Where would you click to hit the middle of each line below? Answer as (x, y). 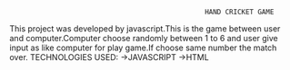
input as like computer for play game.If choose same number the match (143, 48)
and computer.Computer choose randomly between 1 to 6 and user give (144, 38)
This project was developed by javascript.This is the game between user (145, 29)
